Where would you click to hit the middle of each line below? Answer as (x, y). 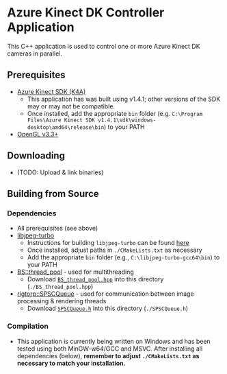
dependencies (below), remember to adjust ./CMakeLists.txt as (108, 355)
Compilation (28, 326)
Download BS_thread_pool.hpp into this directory (95, 279)
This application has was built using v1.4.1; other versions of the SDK (124, 99)
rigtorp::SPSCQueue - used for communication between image (105, 294)
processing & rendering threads (62, 301)
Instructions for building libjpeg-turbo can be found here (108, 243)
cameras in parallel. (35, 54)
